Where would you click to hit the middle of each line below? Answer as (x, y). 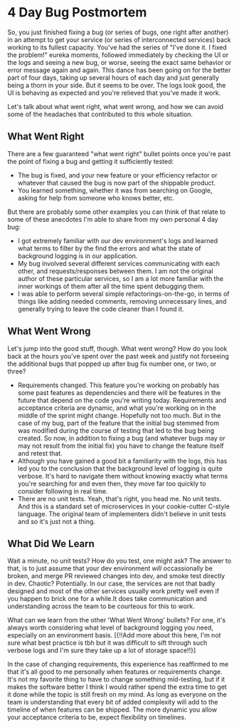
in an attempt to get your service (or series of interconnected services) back (119, 39)
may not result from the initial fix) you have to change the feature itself (121, 446)
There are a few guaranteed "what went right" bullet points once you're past (119, 153)
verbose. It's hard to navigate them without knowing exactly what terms (123, 476)
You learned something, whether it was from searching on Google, (115, 190)
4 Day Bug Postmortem (77, 12)
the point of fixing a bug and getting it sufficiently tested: (91, 161)
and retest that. (40, 453)
